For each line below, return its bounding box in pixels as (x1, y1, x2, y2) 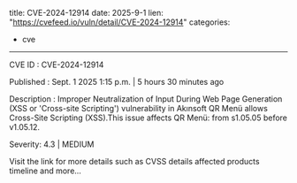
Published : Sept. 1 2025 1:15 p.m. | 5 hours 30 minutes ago (9, 77, 225, 87)
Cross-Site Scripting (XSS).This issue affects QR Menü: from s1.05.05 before (9, 112, 288, 123)
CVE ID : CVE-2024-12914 (9, 59, 104, 70)
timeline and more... (9, 165, 82, 176)
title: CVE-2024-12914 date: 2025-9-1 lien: (9, 8, 164, 18)
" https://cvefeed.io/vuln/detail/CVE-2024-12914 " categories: (9, 17, 231, 27)
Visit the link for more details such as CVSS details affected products (9, 156, 260, 166)
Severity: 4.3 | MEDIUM (9, 139, 95, 149)
